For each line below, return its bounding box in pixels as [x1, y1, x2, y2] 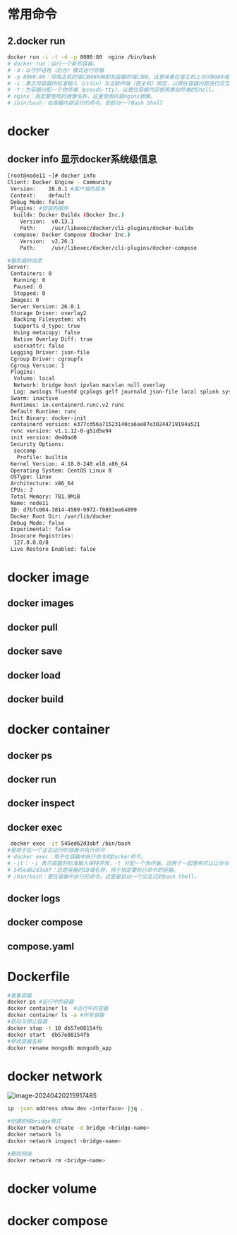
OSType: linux [10, 473, 52, 480]
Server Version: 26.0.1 [10, 303, 80, 310]
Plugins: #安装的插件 [10, 205, 69, 212]
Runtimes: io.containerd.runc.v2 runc [10, 401, 125, 408]
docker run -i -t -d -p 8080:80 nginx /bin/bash [7, 54, 157, 61]
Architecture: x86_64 [10, 480, 74, 487]
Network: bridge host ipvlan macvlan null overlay [13, 382, 166, 389]
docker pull [7, 621, 58, 633]
